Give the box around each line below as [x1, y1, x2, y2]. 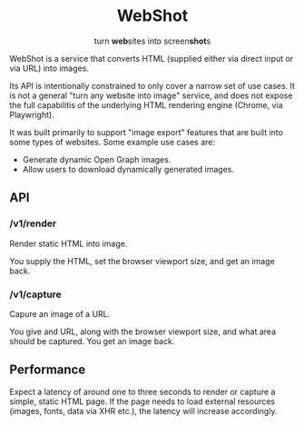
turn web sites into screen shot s [93, 35, 211, 46]
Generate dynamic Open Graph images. [22, 153, 172, 164]
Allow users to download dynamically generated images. [22, 163, 234, 174]
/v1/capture [9, 288, 62, 301]
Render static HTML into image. [9, 238, 128, 249]
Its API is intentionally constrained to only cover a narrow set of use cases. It [9, 80, 296, 91]
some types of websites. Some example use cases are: [9, 136, 216, 147]
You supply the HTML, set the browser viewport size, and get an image [9, 255, 275, 266]
